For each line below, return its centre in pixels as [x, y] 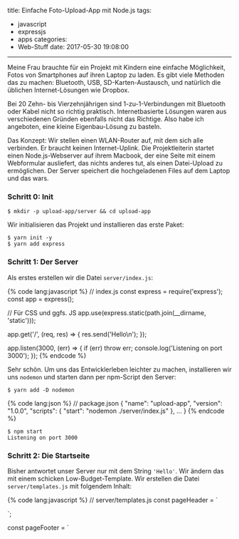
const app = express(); [41, 299]
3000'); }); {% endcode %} [47, 355]
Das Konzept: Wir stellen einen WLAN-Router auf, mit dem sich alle [106, 140]
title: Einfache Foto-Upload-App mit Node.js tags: [79, 10]
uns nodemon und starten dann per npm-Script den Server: [92, 376]
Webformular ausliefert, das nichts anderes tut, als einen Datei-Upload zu [115, 163]
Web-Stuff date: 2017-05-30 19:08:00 [73, 47]
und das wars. [28, 178]
